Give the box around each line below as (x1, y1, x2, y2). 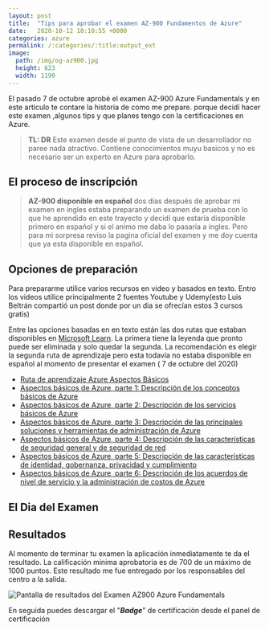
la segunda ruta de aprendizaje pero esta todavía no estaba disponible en (8, 350, 251, 360)
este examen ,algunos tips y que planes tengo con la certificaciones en (8, 110, 244, 121)
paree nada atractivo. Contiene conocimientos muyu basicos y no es (27, 143, 255, 153)
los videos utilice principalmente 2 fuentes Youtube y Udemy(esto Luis (8, 292, 243, 302)
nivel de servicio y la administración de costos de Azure (19, 477, 206, 487)
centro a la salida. (8, 575, 67, 584)
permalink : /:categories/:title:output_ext (8, 42, 157, 50)
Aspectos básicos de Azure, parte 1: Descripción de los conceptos (19, 383, 241, 393)
